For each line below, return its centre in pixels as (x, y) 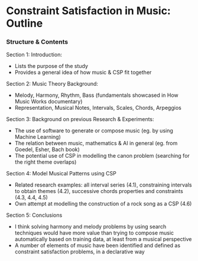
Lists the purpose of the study (51, 66)
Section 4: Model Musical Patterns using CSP (61, 174)
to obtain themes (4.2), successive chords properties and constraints (99, 191)
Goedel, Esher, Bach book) (47, 149)
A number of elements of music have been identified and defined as (98, 246)
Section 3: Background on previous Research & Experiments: (80, 119)
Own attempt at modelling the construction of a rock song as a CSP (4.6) (103, 204)
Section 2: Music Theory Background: (52, 84)
